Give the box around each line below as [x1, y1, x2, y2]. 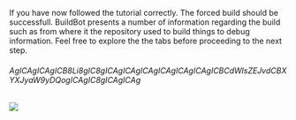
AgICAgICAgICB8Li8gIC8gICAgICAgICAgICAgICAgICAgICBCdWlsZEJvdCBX [9, 65, 287, 76]
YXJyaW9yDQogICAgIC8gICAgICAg [9, 74, 141, 85]
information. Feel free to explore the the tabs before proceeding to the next [9, 35, 283, 46]
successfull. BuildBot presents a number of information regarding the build [9, 17, 281, 27]
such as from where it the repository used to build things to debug [9, 26, 250, 36]
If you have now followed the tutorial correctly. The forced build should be [9, 8, 278, 18]
